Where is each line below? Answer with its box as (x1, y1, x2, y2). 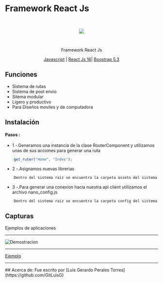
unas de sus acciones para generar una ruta (12, 148, 101, 154)
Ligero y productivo (12, 99, 51, 105)
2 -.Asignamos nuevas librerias (12, 166, 74, 172)
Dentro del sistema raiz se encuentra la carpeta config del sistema (14, 199, 158, 204)
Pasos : (5, 132, 20, 138)
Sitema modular (12, 93, 44, 100)
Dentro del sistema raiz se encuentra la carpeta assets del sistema (14, 176, 158, 180)
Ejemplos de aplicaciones (5, 225, 56, 231)
